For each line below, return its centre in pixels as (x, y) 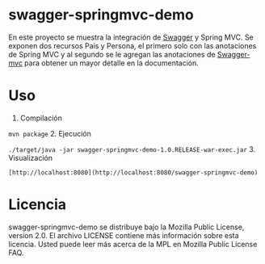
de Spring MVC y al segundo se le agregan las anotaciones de (112, 54)
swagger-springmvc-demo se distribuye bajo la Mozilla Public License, (126, 227)
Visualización (31, 157)
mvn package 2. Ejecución (50, 133)
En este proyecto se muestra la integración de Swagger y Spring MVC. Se (131, 37)
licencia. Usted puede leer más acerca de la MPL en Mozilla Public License (133, 244)
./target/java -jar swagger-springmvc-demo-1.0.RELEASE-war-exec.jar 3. (132, 149)
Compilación (41, 118)
